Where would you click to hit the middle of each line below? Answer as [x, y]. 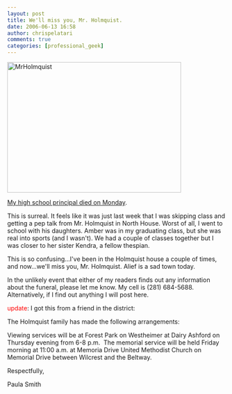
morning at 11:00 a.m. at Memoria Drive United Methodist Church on [105, 350]
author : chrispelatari [40, 33]
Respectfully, [26, 371]
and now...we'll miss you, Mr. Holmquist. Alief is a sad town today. [101, 266]
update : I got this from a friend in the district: [71, 308]
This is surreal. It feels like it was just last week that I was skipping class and [116, 216]
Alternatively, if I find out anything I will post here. [78, 294]
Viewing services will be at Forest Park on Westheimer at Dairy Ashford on [114, 335]
